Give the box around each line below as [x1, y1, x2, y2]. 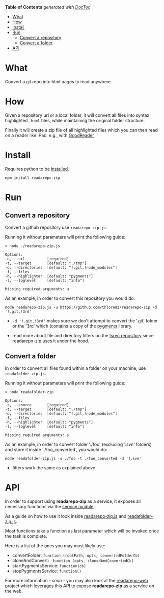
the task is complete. [5, 533, 48, 539]
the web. [5, 588, 23, 594]
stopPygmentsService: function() [12, 568, 82, 574]
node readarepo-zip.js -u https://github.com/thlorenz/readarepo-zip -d [5, 305, 157, 310]
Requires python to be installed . [5, 166, 70, 172]
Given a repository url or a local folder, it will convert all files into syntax [5, 112, 150, 118]
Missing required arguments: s [5, 432, 69, 438]
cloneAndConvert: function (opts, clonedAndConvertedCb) [12, 557, 134, 563]
